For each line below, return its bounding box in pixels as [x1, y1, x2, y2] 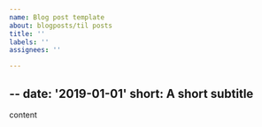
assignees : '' [9, 46, 62, 55]
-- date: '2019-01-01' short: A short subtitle [9, 86, 254, 101]
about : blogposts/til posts [9, 21, 113, 30]
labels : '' [9, 37, 50, 47]
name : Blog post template [9, 12, 104, 22]
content [9, 109, 38, 120]
